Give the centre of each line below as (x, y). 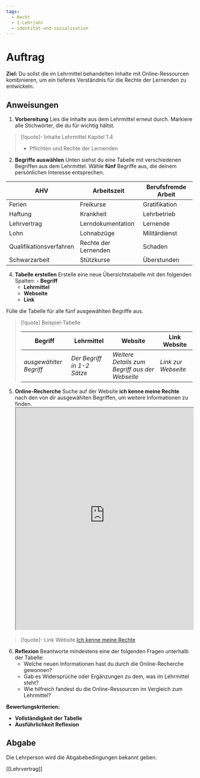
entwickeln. (20, 86)
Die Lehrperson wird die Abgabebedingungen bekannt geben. (82, 757)
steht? (31, 683)
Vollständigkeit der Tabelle (49, 718)
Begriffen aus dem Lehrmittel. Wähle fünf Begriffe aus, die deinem (96, 166)
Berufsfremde (166, 187)
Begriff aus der (133, 369)
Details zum (129, 362)
